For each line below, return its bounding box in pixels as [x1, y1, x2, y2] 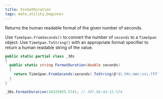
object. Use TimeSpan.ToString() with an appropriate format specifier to [5, 39, 149, 45]
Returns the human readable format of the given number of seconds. [5, 25, 143, 30]
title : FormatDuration [5, 7, 51, 12]
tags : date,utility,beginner [5, 12, 64, 16]
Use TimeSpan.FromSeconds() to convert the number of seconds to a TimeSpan [5, 34, 157, 40]
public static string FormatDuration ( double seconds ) [9, 63, 120, 68]
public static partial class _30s [5, 54, 75, 58]
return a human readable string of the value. [5, 44, 93, 50]
